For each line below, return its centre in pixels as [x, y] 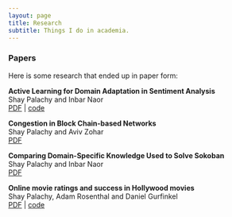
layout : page [30, 15]
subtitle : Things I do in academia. [69, 30]
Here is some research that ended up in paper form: [93, 76]
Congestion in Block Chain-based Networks [82, 123]
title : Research [35, 23]
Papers [22, 58]
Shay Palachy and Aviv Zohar [56, 131]
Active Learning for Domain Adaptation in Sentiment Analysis [112, 91]
